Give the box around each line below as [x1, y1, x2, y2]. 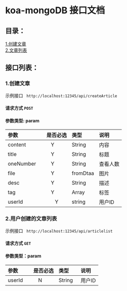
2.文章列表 [5, 47, 27, 53]
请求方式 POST [5, 105, 33, 111]
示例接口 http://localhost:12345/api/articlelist [5, 228, 113, 234]
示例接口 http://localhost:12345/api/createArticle [5, 92, 117, 99]
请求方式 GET [5, 240, 31, 246]
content [8, 141, 26, 148]
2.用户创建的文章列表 [5, 215, 57, 222]
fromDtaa [71, 170, 95, 177]
